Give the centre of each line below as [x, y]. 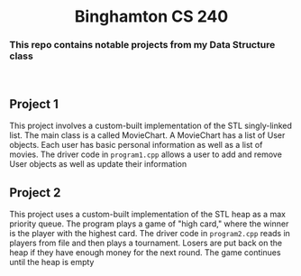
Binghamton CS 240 [151, 17]
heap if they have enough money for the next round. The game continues [145, 253]
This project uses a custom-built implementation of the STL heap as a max [148, 215]
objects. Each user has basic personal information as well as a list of [136, 145]
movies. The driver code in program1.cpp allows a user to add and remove [146, 154]
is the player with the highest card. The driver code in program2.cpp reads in [150, 234]
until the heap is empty [52, 262]
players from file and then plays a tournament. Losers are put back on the [146, 243]
